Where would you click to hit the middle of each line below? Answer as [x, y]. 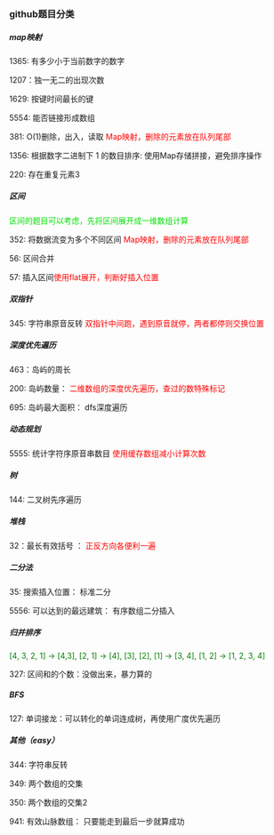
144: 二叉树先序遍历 [45, 499]
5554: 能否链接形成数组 [52, 117]
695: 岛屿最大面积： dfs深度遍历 [68, 407]
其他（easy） [34, 741]
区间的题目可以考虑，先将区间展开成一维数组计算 [99, 221]
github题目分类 [42, 13]
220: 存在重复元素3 [44, 174]
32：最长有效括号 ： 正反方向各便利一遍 [83, 545]
